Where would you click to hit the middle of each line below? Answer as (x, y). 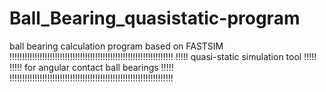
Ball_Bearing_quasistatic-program (155, 18)
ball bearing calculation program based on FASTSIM (116, 46)
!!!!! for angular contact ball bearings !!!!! (91, 67)
